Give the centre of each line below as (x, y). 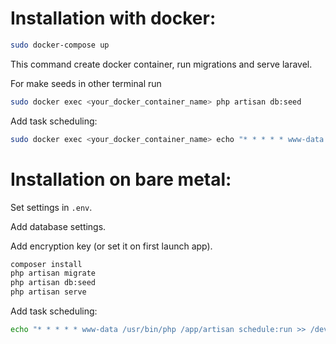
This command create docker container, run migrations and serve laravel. (161, 64)
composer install (46, 264)
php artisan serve (48, 292)
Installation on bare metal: (121, 179)
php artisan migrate (53, 273)
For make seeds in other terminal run (86, 83)
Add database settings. (58, 226)
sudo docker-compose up (60, 45)
